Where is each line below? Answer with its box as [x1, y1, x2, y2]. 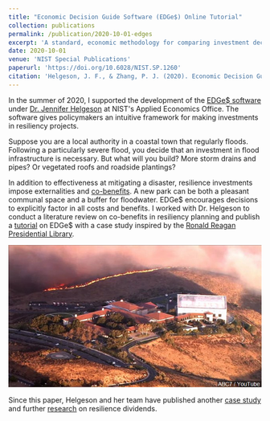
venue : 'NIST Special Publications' [8, 55, 131, 63]
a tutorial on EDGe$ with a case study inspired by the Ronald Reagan [8, 220, 236, 230]
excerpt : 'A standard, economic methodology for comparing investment [8, 39, 250, 47]
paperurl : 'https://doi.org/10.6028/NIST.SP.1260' [8, 64, 182, 72]
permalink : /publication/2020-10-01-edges [8, 30, 153, 38]
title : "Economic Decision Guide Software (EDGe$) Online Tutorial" [8, 13, 243, 21]
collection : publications [8, 21, 95, 30]
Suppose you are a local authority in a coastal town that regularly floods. [8, 137, 249, 146]
